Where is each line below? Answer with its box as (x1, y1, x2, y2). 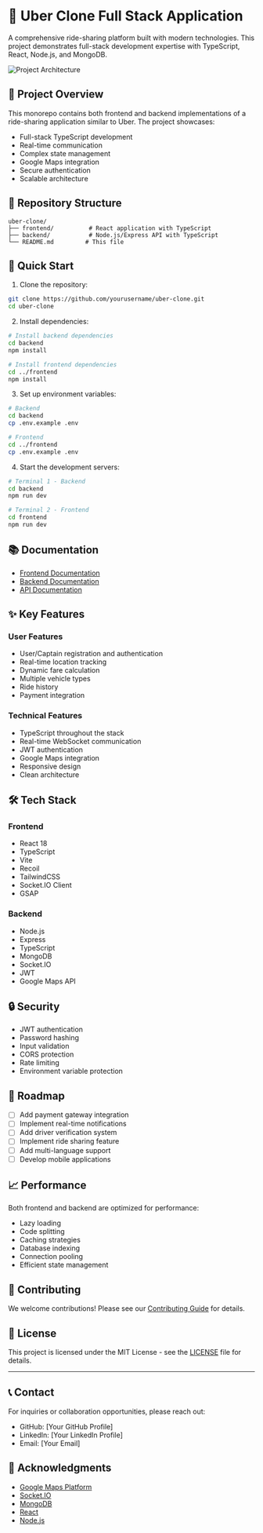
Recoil (19, 863, 40, 874)
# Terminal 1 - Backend (8, 477, 86, 485)
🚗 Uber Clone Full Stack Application (8, 7, 243, 25)
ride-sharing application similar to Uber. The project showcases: (8, 117, 215, 126)
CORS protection (19, 1049, 74, 1059)
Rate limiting (19, 1058, 60, 1068)
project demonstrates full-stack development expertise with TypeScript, (8, 41, 240, 50)
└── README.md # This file (8, 238, 124, 246)
